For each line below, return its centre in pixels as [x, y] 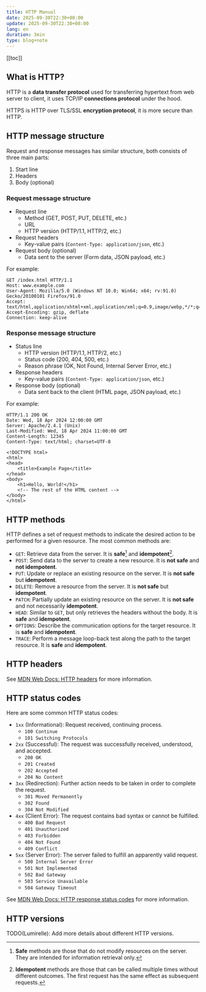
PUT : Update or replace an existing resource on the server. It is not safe [105, 573]
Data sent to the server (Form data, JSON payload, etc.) [95, 257]
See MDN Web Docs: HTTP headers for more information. [79, 679]
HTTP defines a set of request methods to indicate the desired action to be [101, 534]
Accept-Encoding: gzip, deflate [48, 312]
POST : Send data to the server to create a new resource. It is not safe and [107, 560]
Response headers [39, 373]
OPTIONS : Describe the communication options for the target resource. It [105, 625]
